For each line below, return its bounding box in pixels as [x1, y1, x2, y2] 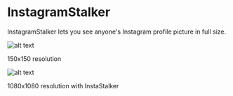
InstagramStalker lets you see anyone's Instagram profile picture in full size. [7, 27, 227, 36]
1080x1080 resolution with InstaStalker [7, 81, 119, 90]
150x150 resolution [7, 54, 62, 63]
